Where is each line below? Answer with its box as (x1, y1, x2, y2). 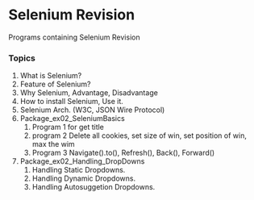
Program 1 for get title (31, 123, 105, 132)
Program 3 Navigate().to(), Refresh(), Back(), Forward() (31, 148, 215, 158)
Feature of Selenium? (19, 79, 91, 90)
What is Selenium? (19, 71, 82, 81)
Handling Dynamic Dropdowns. (31, 173, 135, 183)
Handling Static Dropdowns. (31, 165, 126, 175)
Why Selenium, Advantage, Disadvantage (19, 88, 159, 98)
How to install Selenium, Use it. (19, 97, 123, 106)
